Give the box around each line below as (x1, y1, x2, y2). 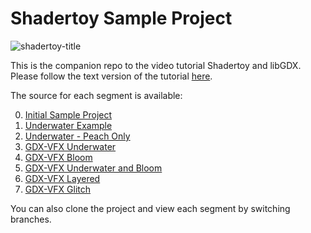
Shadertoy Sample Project (10, 7, 233, 30)
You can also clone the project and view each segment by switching (10, 202, 291, 214)
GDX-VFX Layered (24, 172, 101, 184)
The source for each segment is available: (10, 89, 183, 101)
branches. (10, 213, 52, 225)
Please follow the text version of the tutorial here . (10, 70, 213, 82)
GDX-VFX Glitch (24, 183, 92, 195)
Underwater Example (24, 119, 113, 131)
